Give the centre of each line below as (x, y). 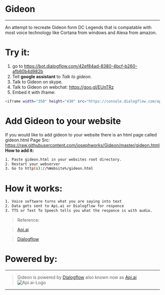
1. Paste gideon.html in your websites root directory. (63, 159)
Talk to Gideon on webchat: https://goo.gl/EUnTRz (63, 87)
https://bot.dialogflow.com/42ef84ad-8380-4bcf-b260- (81, 66)
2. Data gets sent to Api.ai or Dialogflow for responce (65, 206)
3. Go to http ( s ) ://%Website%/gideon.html (49, 168)
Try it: (17, 52)
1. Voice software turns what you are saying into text (63, 201)
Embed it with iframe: (34, 92)
